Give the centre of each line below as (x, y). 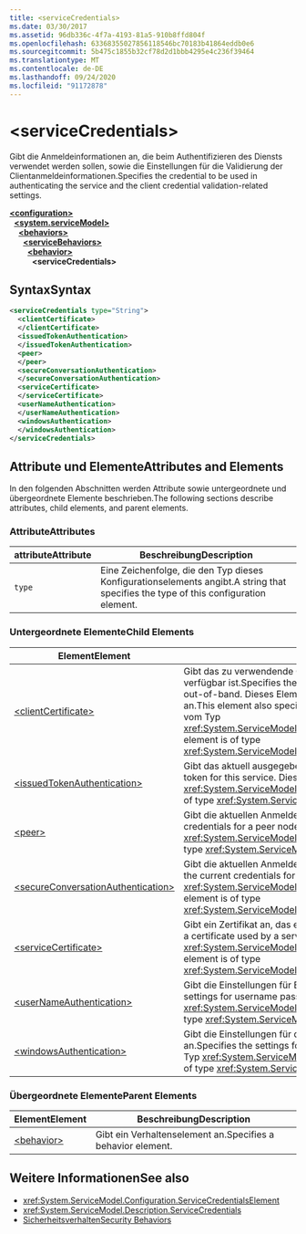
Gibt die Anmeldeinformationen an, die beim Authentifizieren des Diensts (146, 156)
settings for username (230, 996)
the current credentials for (240, 875)
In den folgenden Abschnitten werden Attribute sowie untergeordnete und (148, 488)
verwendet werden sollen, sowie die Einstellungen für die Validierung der (147, 166)
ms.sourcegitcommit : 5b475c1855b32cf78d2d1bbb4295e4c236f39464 (132, 52)
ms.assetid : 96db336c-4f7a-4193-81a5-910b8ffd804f (107, 35)
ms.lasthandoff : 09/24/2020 (63, 78)
